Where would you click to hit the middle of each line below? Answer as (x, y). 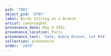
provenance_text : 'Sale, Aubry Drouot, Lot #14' (56, 37)
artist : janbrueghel (26, 23)
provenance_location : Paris (34, 32)
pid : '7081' (17, 9)
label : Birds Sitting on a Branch (41, 19)
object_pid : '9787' (25, 14)
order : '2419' (20, 46)
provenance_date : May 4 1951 (35, 28)
